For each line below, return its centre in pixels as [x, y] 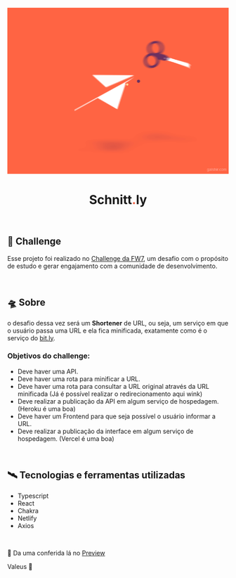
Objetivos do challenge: [48, 356]
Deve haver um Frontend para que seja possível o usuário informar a [117, 416]
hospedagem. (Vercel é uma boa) [66, 438]
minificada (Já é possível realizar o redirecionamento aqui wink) [110, 394]
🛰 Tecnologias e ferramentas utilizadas [97, 475]
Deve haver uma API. [48, 371]
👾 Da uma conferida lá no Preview [56, 553]
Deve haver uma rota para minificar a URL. [79, 379]
